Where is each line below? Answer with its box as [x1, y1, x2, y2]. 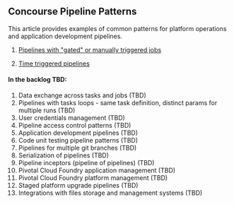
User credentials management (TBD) [18, 114, 126, 122]
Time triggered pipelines [18, 59, 90, 68]
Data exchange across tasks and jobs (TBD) [18, 91, 147, 100]
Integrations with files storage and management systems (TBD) [18, 188, 203, 197]
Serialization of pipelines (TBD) [18, 151, 109, 160]
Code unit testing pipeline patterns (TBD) [18, 136, 139, 145]
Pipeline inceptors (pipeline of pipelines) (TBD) [18, 159, 155, 167]
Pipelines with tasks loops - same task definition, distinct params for [18, 99, 218, 107]
